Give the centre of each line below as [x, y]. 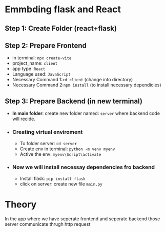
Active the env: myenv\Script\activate [60, 154]
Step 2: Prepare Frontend [46, 45]
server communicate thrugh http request [48, 224]
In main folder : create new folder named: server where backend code [86, 113]
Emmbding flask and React [63, 9]
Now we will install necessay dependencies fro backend [83, 167]
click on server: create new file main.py [61, 184]
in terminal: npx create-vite [42, 58]
